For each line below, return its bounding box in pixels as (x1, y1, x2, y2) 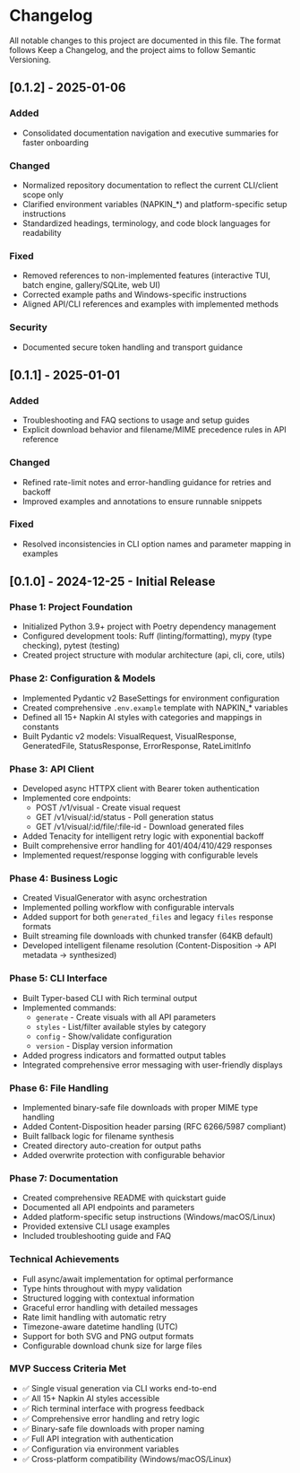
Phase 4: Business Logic (9, 872, 118, 885)
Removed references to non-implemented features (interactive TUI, (21, 270, 270, 281)
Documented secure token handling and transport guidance (21, 342, 244, 353)
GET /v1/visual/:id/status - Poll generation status (35, 812, 214, 823)
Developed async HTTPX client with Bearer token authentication (21, 783, 260, 794)
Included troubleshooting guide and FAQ (21, 1231, 172, 1242)
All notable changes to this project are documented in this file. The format (9, 35, 281, 46)
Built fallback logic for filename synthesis (21, 1130, 175, 1141)
